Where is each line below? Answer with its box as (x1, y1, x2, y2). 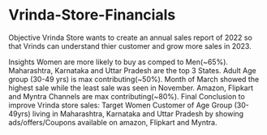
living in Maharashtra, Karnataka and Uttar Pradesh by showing (32, 108, 244, 119)
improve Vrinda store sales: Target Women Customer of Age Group (8, 100, 233, 110)
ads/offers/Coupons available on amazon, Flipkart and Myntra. (8, 117, 217, 127)
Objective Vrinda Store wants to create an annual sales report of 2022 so (8, 33, 253, 42)
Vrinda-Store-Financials (8, 6, 176, 24)
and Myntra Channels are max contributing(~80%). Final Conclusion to (8, 91, 245, 101)
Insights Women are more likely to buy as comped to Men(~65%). (8, 57, 229, 67)
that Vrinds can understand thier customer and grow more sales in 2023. (8, 41, 252, 50)
